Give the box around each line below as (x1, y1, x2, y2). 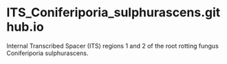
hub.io (6, 19, 44, 35)
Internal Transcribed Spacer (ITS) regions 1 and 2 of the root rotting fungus (6, 42, 219, 50)
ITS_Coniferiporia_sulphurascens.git (6, 5, 221, 20)
